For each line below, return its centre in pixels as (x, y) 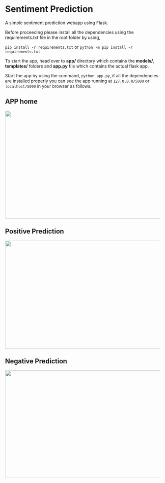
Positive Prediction (35, 232)
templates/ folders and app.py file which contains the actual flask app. (77, 66)
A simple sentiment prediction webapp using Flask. (57, 23)
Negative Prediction (36, 361)
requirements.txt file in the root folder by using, (53, 37)
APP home (21, 102)
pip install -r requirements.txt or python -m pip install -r (69, 47)
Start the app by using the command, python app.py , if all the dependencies (82, 75)
